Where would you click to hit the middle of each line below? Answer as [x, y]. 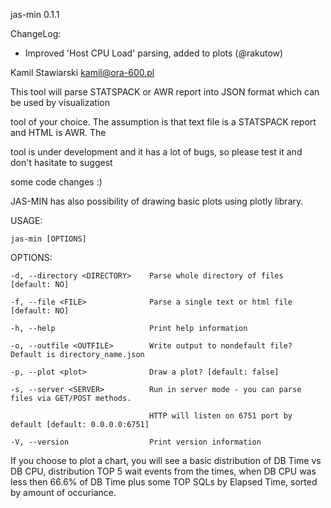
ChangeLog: [36, 33]
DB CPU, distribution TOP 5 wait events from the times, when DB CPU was [163, 471]
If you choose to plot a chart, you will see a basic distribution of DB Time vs [166, 460]
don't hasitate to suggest [61, 162]
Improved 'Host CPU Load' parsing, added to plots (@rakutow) [154, 53]
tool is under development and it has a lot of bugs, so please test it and [156, 152]
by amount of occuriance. [63, 492]
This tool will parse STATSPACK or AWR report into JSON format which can [165, 92]
